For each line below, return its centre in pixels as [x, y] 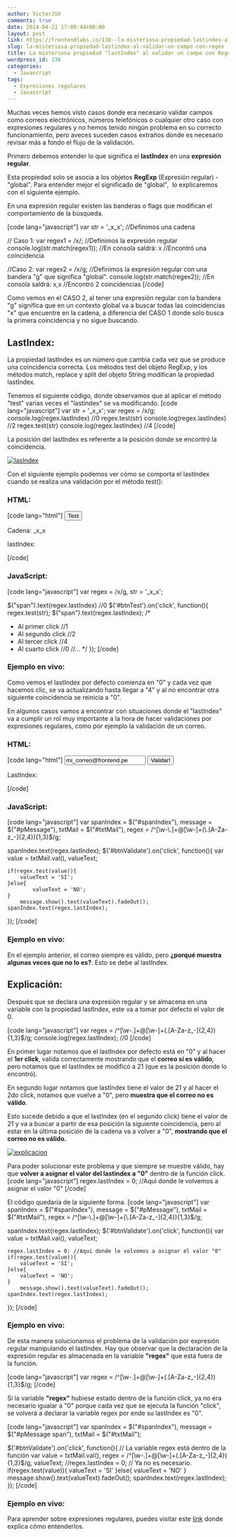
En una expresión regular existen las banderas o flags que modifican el [110, 206]
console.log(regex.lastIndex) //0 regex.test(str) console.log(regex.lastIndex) [117, 418]
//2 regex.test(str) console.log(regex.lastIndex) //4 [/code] [91, 425]
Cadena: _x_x [26, 531]
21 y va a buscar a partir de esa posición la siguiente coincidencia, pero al [114, 1123]
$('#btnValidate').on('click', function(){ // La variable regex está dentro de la [117, 1448]
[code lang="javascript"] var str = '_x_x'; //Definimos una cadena [101, 227]
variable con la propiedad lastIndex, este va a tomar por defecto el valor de [116, 1009]
